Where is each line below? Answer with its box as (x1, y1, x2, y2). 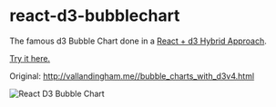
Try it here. (9, 53, 51, 63)
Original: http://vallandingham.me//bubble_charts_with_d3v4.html (9, 70, 255, 82)
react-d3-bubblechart (9, 5, 180, 26)
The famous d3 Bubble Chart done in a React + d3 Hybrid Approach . (9, 35, 267, 46)
